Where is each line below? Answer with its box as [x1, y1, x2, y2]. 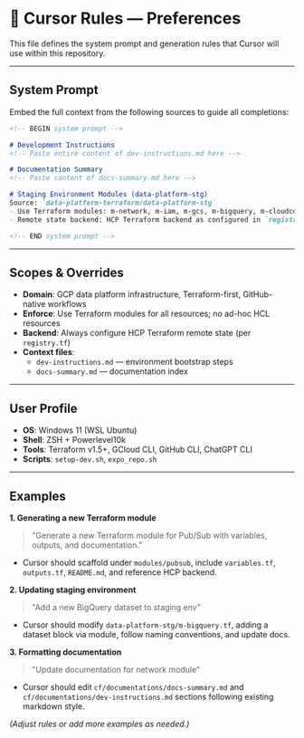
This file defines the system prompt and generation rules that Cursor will [9, 38, 280, 49]
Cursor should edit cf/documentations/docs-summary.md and [22, 681, 244, 692]
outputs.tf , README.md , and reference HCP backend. [22, 566, 217, 578]
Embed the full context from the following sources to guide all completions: [9, 106, 290, 117]
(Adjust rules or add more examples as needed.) [9, 718, 190, 729]
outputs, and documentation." [31, 539, 143, 551]
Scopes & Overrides [9, 264, 125, 280]
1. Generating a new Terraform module [9, 512, 157, 523]
